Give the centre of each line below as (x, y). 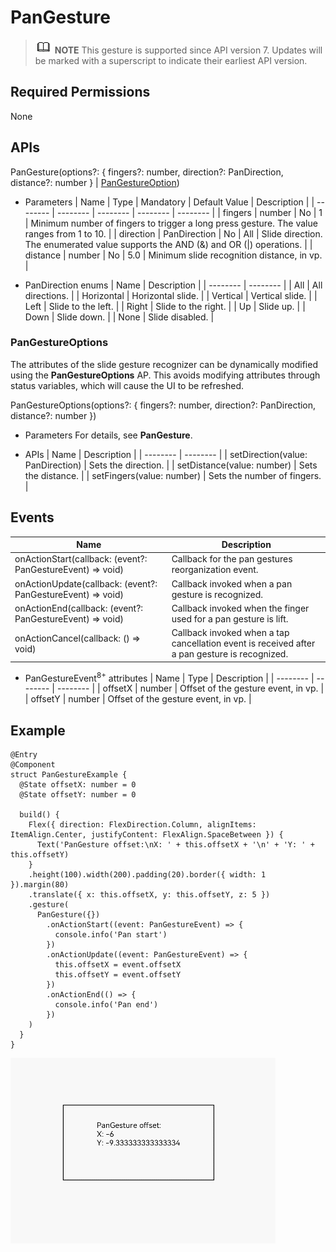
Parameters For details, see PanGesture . (108, 435)
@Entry (24, 755)
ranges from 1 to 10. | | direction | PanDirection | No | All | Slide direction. (173, 233)
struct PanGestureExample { (69, 775)
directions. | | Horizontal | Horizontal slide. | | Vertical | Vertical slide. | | (171, 295)
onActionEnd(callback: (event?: (79, 608)
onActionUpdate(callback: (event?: (86, 583)
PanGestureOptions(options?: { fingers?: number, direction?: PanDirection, (163, 405)
